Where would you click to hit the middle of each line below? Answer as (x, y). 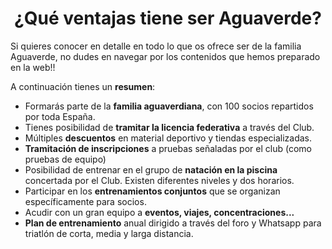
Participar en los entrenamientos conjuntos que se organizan (152, 191)
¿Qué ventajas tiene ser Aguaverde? (168, 18)
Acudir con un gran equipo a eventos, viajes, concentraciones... (159, 212)
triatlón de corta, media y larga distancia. (109, 233)
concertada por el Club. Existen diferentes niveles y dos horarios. (159, 180)
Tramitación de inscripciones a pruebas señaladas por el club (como (168, 148)
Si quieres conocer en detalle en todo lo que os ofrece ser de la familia (156, 46)
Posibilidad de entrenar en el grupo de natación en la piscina (151, 169)
